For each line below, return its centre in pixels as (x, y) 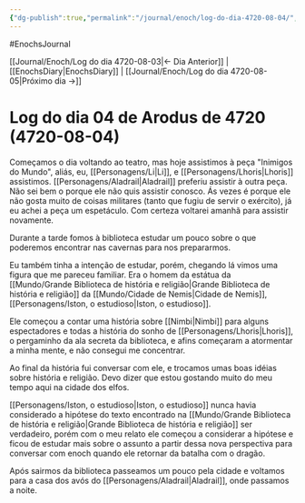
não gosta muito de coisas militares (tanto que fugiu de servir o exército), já (151, 200)
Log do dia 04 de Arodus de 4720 (138, 117)
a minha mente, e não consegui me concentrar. (98, 350)
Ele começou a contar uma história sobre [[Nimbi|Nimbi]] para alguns (139, 321)
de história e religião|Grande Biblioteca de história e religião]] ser (131, 424)
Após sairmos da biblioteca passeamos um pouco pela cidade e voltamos (147, 470)
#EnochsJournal (40, 44)
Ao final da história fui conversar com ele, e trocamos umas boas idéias (143, 367)
